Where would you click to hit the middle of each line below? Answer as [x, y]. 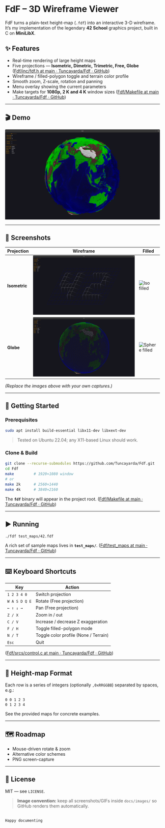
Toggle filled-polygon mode [64, 628]
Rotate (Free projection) [60, 601]
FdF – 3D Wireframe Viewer [62, 9]
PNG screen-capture [33, 759]
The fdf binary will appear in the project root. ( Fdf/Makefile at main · [74, 499]
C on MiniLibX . [20, 33]
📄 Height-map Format [39, 673]
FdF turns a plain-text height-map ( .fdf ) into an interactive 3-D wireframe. [80, 23]
